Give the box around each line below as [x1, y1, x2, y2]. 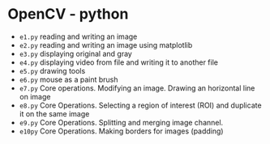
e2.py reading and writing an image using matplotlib [19, 40, 193, 49]
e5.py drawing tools [19, 66, 86, 75]
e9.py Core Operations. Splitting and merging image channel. [19, 117, 224, 127]
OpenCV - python [7, 5, 129, 23]
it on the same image [19, 108, 90, 118]
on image [19, 91, 51, 101]
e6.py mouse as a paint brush [19, 74, 118, 84]
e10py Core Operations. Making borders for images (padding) [19, 126, 224, 136]
